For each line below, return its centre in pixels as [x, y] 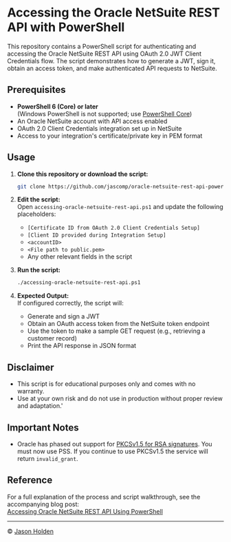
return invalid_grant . [47, 458]
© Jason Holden [30, 531]
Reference [30, 480]
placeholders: [36, 214]
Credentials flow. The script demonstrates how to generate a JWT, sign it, [111, 61]
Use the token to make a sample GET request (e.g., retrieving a [116, 331]
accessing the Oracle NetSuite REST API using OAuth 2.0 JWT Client [104, 54]
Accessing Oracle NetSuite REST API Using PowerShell [85, 511]
